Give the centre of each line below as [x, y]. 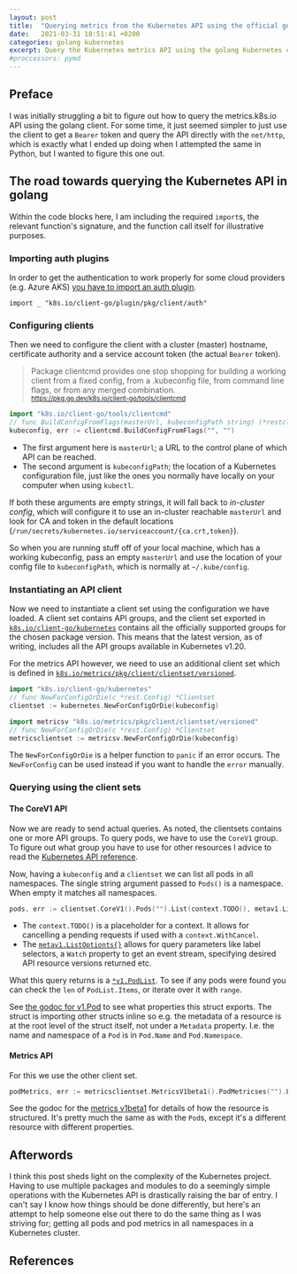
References [42, 1260]
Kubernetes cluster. [45, 1233]
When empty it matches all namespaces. [83, 892]
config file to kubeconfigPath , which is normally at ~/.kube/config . [129, 566]
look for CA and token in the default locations [91, 521]
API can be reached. [59, 456]
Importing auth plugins [59, 258]
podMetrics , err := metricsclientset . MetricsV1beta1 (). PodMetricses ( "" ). [148, 1091]
